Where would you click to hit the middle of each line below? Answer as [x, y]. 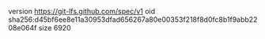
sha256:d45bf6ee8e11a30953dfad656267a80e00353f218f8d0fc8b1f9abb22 [133, 19]
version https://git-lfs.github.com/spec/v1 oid [82, 11]
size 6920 [55, 28]
